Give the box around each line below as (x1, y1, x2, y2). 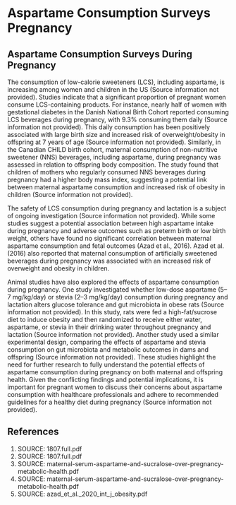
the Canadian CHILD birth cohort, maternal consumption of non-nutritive (7, 145, 218, 153)
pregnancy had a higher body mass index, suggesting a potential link (7, 175, 208, 184)
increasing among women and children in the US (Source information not (7, 85, 219, 93)
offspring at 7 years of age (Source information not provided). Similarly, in (7, 138, 221, 146)
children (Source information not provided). (7, 191, 133, 198)
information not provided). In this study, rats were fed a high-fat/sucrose (7, 308, 217, 316)
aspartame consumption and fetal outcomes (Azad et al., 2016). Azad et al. (7, 242, 224, 250)
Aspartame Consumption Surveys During (7, 48, 192, 60)
